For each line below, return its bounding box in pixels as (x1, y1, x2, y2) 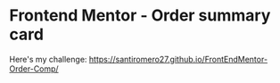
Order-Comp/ (9, 63, 60, 74)
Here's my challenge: (9, 54, 87, 64)
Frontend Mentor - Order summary (9, 5, 271, 26)
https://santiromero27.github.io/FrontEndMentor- (88, 54, 268, 64)
